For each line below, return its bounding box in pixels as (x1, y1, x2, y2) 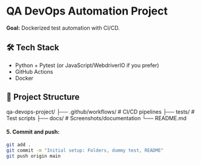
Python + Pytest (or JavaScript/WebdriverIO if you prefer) (15, 62, 159, 69)
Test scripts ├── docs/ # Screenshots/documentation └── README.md (6, 114, 186, 121)
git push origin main (6, 153, 61, 159)
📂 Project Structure (6, 92, 80, 102)
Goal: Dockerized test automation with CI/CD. (6, 24, 120, 31)
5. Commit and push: (6, 128, 60, 135)
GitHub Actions (15, 68, 53, 75)
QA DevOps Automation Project (6, 4, 168, 18)
